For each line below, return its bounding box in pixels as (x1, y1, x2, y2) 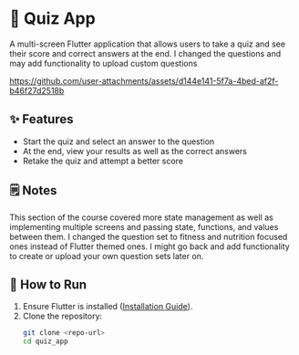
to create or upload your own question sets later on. (9, 250, 204, 261)
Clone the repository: (22, 310, 103, 322)
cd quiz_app (22, 337, 68, 346)
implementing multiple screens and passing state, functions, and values (9, 221, 279, 232)
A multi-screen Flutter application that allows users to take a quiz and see (9, 38, 285, 49)
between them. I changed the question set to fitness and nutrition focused (9, 231, 288, 242)
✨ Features (9, 111, 74, 127)
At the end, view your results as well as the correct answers (22, 145, 248, 156)
